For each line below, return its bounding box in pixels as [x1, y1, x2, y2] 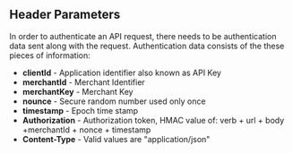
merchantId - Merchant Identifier [22, 76, 145, 88]
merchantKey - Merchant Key [22, 86, 134, 97]
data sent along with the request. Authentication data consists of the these [9, 40, 285, 51]
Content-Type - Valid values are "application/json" [22, 133, 211, 144]
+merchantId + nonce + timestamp [22, 124, 151, 135]
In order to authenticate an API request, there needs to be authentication [9, 30, 277, 41]
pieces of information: [9, 49, 91, 61]
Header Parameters [9, 7, 121, 22]
